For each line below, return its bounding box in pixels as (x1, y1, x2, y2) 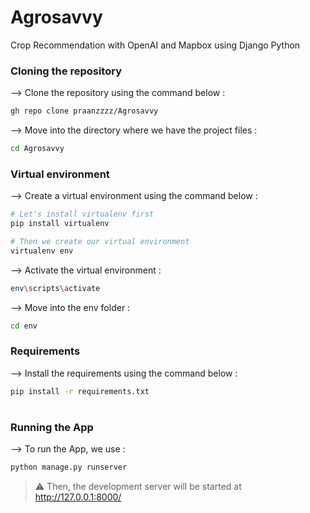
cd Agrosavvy (10, 144, 65, 154)
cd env (10, 321, 38, 331)
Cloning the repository (10, 64, 122, 78)
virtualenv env (10, 246, 74, 256)
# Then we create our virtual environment (10, 237, 190, 247)
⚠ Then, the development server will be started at (34, 481, 242, 493)
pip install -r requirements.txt (10, 386, 150, 396)
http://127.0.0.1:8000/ (34, 491, 122, 503)
